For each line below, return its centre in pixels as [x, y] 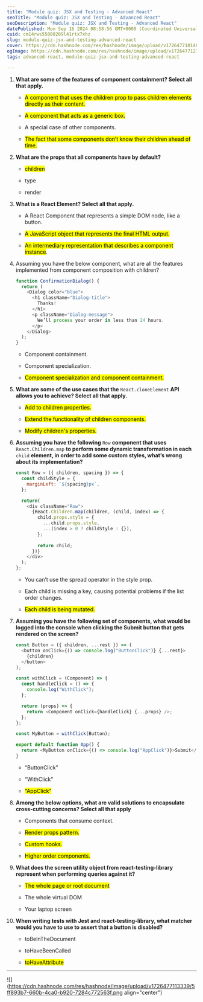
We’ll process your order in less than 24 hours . [101, 320]
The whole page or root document [67, 885]
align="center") [143, 992]
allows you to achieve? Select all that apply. [71, 396]
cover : [15, 46]
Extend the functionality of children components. [85, 419]
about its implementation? [49, 462]
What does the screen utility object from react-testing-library [94, 867]
